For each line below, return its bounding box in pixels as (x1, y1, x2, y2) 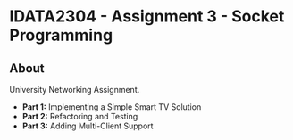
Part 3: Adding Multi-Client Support (21, 120, 154, 131)
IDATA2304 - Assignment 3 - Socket (9, 6, 285, 27)
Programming (9, 25, 113, 45)
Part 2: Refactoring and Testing (21, 111, 138, 121)
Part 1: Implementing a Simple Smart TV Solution (21, 102, 202, 112)
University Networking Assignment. (9, 85, 140, 95)
